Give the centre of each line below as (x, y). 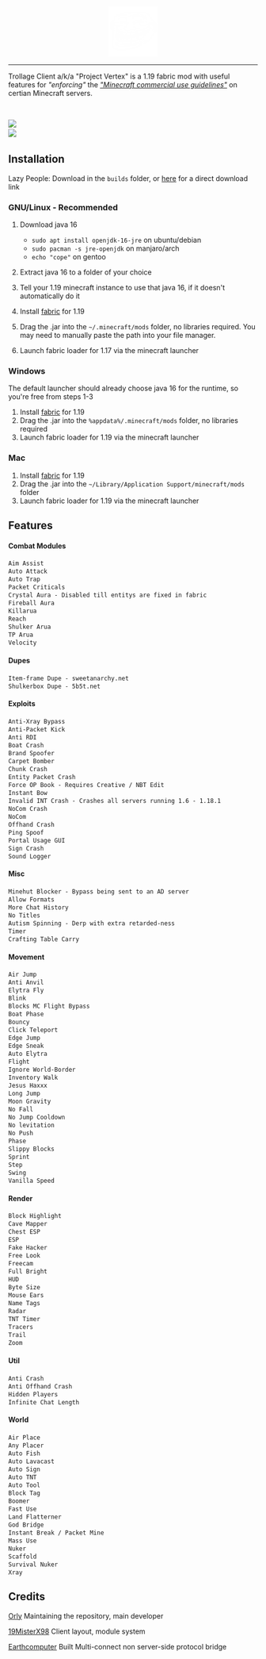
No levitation (32, 1125)
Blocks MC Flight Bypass (49, 1006)
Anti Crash (26, 1378)
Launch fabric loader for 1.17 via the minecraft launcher (109, 351)
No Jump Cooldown (37, 1118)
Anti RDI (23, 737)
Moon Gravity (30, 1102)
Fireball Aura (32, 603)
